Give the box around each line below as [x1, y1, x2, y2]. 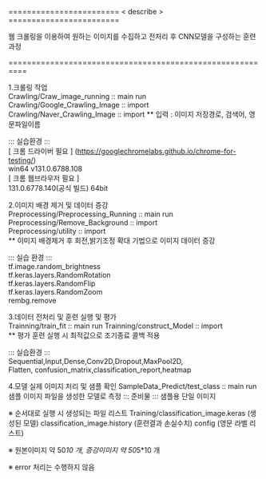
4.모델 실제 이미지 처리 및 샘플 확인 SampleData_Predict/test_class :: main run [8, 382, 257, 390]
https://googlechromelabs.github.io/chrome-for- [77, 147, 236, 156]
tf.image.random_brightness [8, 262, 101, 271]
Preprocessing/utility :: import [8, 227, 106, 236]
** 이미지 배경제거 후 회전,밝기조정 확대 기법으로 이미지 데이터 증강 [8, 236, 216, 245]
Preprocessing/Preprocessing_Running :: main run [8, 209, 174, 219]
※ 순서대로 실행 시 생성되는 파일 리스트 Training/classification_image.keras [8, 409, 246, 418]
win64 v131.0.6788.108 [8, 164, 82, 173]
